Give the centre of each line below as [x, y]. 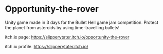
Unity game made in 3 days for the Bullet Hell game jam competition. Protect [82, 22]
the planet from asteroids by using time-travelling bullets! [62, 27]
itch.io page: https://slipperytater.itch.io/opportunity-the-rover [67, 37]
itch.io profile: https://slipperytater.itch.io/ [47, 46]
